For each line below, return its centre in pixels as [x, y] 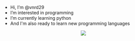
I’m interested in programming [42, 13]
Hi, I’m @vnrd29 [27, 7]
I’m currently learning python [41, 18]
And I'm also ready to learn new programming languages [70, 23]
